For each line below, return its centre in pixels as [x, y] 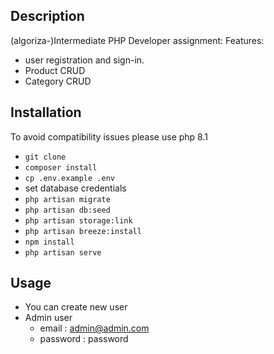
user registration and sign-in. [84, 60]
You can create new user [76, 307]
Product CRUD [55, 70]
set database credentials [75, 188]
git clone [45, 157]
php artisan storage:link [78, 220]
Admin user [48, 318]
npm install [49, 242]
